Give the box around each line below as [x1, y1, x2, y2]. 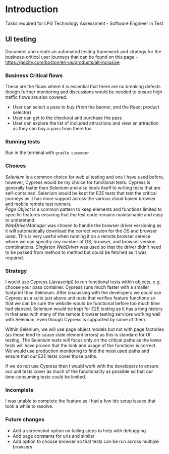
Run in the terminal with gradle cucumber [5, 149, 90, 156]
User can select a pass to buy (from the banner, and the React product [12, 104, 160, 110]
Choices [5, 162, 26, 169]
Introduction [5, 4, 59, 15]
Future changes [5, 416, 45, 423]
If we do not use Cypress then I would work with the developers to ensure [5, 363, 159, 369]
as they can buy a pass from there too [12, 126, 92, 132]
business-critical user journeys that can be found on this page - [5, 54, 138, 60]
